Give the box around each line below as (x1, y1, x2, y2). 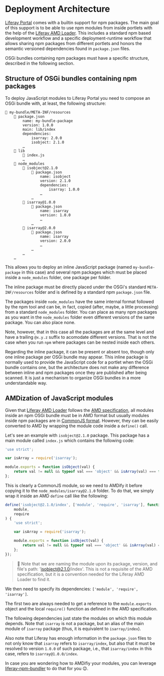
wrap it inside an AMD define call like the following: (5, 493, 108, 499)
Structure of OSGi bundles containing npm (5, 74, 137, 83)
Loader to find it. (17, 576, 51, 582)
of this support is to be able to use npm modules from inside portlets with (5, 24, 153, 30)
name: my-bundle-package (22, 118, 73, 123)
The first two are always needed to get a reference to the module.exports (5, 601, 152, 606)
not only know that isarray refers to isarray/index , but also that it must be (5, 640, 155, 646)
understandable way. (5, 380, 47, 386)
